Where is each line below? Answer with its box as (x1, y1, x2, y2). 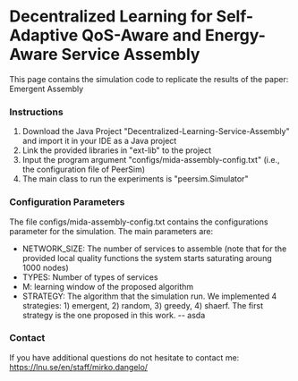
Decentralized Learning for (9, 6, 213, 27)
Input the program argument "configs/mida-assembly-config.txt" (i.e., (21, 155, 280, 165)
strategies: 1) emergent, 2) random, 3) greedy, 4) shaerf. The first (21, 300, 264, 310)
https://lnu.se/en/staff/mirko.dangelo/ (9, 361, 149, 372)
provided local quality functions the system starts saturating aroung (21, 252, 272, 263)
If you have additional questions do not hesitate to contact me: (9, 351, 240, 363)
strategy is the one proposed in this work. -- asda (21, 309, 206, 320)
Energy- (204, 25, 267, 46)
